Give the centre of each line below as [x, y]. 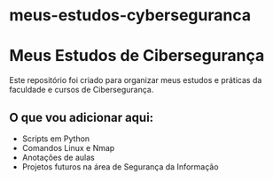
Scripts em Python [56, 139]
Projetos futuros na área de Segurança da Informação [120, 166]
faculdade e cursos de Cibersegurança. [82, 90]
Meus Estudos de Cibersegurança [137, 56]
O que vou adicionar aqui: [82, 117]
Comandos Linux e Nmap [68, 147]
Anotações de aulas [58, 157]
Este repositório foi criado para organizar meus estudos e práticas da [136, 80]
